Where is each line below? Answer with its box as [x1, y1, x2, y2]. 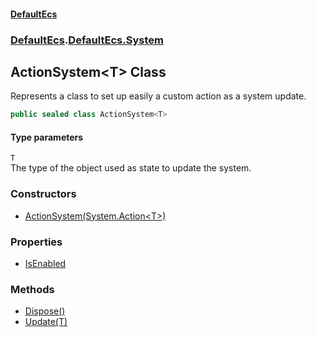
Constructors [10, 187, 77, 201]
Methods [10, 282, 55, 296]
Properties [10, 235, 63, 249]
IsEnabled [24, 258, 67, 269]
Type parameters [10, 131, 84, 143]
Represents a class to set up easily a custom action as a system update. [10, 90, 307, 102]
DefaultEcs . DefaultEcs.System [10, 33, 164, 47]
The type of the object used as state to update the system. [10, 162, 252, 174]
